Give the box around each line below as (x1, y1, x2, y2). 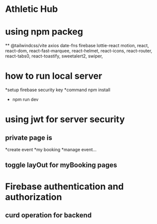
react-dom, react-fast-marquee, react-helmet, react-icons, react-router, (5, 48, 153, 54)
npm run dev (12, 97, 39, 103)
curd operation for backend (5, 211, 92, 220)
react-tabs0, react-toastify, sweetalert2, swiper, (5, 53, 103, 59)
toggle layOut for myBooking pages (5, 161, 117, 169)
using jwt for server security (5, 114, 125, 125)
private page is (5, 133, 52, 142)
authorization (5, 191, 62, 203)
